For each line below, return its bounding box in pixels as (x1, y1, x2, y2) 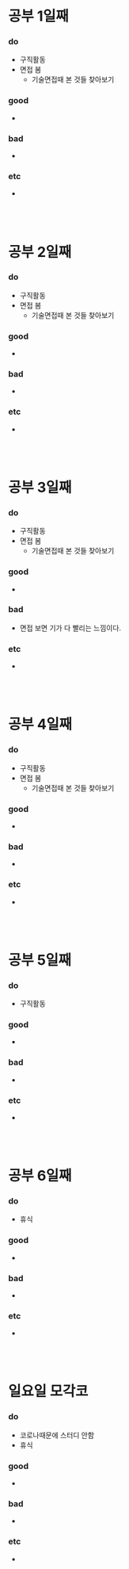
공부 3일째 (8, 478, 72, 496)
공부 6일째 (8, 1167, 72, 1185)
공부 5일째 (8, 951, 72, 969)
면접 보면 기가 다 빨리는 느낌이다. (19, 623, 121, 633)
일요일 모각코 (8, 1383, 89, 1400)
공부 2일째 (8, 243, 72, 261)
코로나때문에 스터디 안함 (19, 1430, 95, 1440)
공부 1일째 (8, 7, 69, 25)
